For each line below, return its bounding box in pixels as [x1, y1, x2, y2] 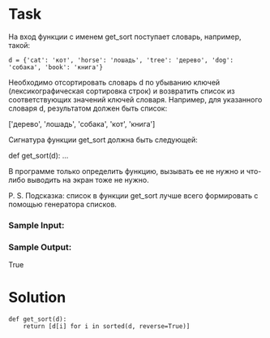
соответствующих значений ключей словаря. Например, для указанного [8, 94, 263, 104]
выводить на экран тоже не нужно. [27, 175, 149, 184]
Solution [8, 288, 66, 307]
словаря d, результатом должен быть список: [8, 103, 168, 113]
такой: [8, 40, 31, 50]
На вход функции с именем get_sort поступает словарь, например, [8, 32, 242, 41]
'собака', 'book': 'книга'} [8, 63, 104, 71]
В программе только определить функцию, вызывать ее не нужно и [8, 166, 245, 175]
